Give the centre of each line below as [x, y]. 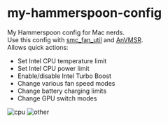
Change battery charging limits [62, 91]
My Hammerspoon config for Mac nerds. [66, 32]
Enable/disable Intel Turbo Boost [64, 76]
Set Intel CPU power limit [53, 68]
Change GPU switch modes [57, 98]
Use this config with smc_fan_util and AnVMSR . [75, 39]
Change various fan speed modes [66, 83]
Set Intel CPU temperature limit [62, 60]
